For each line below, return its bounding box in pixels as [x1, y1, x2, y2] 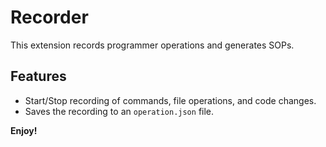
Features [10, 68, 67, 85]
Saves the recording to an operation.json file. [24, 105, 215, 117]
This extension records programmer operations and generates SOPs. [10, 39, 295, 51]
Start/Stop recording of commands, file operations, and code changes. [24, 94, 317, 106]
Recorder [10, 6, 89, 29]
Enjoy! [10, 124, 38, 136]
